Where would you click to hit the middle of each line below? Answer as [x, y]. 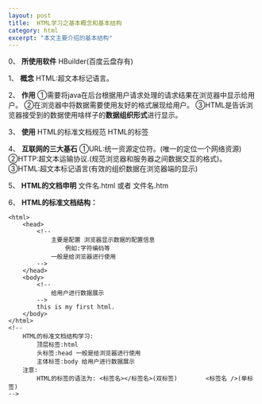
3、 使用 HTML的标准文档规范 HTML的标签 [79, 132]
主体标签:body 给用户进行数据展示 [86, 362]
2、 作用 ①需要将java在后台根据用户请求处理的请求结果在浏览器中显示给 [128, 95]
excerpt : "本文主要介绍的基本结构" [60, 38]
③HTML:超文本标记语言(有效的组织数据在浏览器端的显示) [103, 169]
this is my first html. [76, 307]
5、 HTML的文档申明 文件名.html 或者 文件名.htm [89, 186]
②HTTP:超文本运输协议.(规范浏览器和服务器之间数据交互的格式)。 [118, 159]
